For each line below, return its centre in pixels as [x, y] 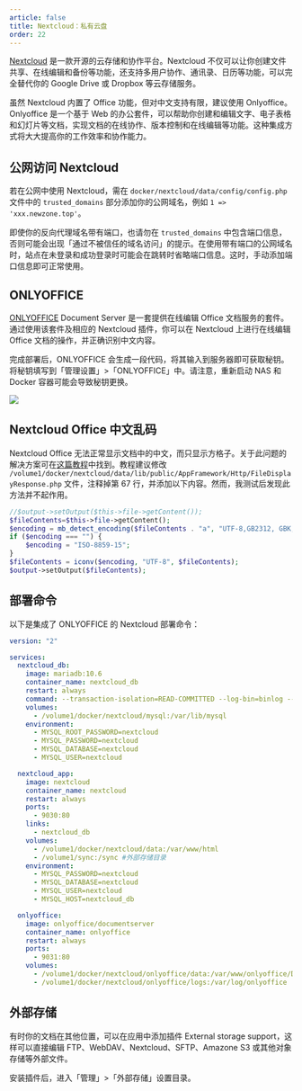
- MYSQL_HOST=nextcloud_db [84, 899]
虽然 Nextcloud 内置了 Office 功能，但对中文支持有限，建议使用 [127, 103]
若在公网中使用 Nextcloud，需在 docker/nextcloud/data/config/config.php [148, 191]
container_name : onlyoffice [78, 932]
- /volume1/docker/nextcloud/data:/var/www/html [126, 849]
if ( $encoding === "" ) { [56, 537]
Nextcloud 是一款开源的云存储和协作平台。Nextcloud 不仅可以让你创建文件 [148, 61]
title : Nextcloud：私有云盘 [58, 26]
